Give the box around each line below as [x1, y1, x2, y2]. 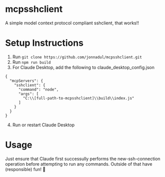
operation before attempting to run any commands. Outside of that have [5, 161, 153, 167]
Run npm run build [12, 59, 51, 65]
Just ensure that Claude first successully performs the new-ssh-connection [5, 156, 161, 162]
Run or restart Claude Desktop [12, 122, 75, 128]
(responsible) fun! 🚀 [5, 166, 46, 172]
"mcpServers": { [9, 78, 43, 83]
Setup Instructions [5, 37, 83, 49]
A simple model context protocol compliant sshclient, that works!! [5, 20, 139, 26]
